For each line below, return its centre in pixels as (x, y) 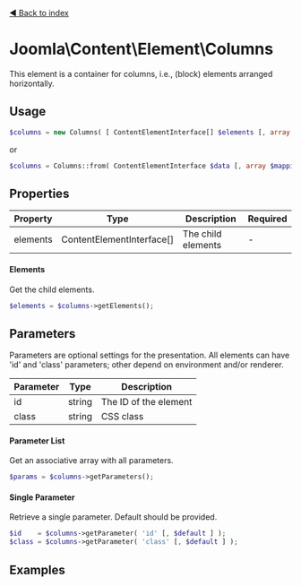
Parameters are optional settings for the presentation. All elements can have (150, 355)
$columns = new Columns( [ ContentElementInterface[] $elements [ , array (150, 132)
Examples (37, 569)
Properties (39, 193)
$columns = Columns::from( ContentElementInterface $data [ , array (138, 166)
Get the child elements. (52, 289)
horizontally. (32, 83)
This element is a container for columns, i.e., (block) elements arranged (141, 73)
